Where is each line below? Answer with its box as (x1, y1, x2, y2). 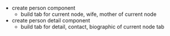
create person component (11, 5, 76, 11)
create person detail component (11, 17, 91, 24)
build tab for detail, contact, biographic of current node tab (20, 23, 165, 30)
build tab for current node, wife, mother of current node (20, 11, 157, 18)
